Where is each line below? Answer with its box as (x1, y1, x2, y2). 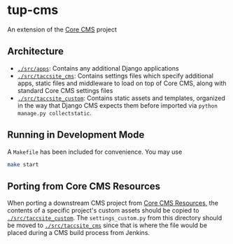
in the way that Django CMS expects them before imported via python (17, 101, 218, 110)
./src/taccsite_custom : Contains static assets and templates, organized (17, 94, 225, 102)
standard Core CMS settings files (17, 86, 113, 94)
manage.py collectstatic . (17, 108, 92, 117)
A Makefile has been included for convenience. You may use (7, 148, 183, 156)
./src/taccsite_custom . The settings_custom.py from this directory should (7, 214, 223, 222)
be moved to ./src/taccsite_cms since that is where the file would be (7, 221, 208, 229)
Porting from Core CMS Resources (7, 180, 161, 192)
